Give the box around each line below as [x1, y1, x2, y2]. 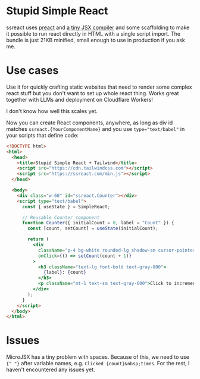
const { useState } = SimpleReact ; [21, 203, 111, 209]
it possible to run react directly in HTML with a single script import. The [6, 30, 180, 37]
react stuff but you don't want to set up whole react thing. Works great [6, 89, 179, 96]
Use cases [6, 64, 59, 77]
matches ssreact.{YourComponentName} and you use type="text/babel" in [6, 125, 185, 132]
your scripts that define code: [6, 131, 79, 139]
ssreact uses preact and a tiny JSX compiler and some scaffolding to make [6, 24, 190, 31]
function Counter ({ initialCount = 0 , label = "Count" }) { [21, 220, 174, 226]
